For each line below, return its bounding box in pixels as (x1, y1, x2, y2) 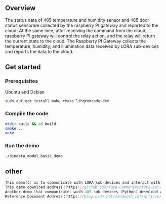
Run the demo (5, 142, 40, 149)
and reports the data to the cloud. (5, 48, 74, 54)
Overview (5, 4, 36, 12)
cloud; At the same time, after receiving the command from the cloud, (5, 27, 147, 34)
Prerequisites (5, 78, 38, 84)
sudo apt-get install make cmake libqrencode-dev (5, 98, 110, 103)
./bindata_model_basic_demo (5, 153, 63, 159)
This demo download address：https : (5, 185, 80, 190)
